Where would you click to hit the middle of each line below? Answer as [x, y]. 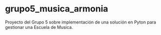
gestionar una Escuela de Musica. [39, 27]
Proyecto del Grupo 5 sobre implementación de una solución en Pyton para [80, 22]
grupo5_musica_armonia [57, 9]
